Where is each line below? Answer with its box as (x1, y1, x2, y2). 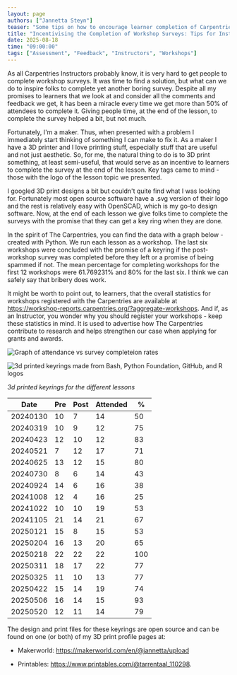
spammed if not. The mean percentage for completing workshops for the (7, 260, 220, 269)
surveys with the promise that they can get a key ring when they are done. (7, 216, 224, 225)
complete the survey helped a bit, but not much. (7, 114, 147, 122)
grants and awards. (7, 334, 63, 343)
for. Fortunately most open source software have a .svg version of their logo (7, 194, 229, 202)
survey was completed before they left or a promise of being (37, 252, 214, 262)
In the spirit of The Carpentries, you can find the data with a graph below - (7, 230, 224, 239)
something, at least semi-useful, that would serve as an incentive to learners (7, 158, 230, 166)
